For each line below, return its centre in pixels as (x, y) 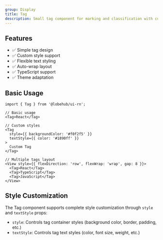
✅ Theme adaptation (33, 77)
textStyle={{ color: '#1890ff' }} (44, 138)
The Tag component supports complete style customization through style (79, 207)
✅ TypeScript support (34, 72)
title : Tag (16, 14)
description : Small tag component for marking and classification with (79, 18)
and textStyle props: (26, 213)
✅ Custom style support (36, 55)
